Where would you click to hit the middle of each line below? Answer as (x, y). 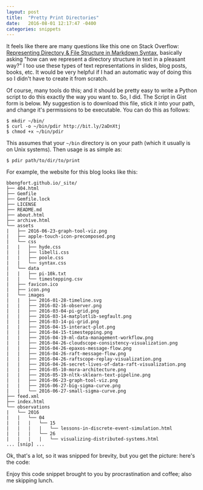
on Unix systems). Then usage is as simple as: (64, 149)
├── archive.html (28, 221)
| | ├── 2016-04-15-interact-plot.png (61, 327)
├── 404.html (23, 189)
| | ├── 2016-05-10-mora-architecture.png (66, 370)
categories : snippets (34, 29)
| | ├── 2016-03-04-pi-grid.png (53, 311)
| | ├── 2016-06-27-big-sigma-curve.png (64, 386)
